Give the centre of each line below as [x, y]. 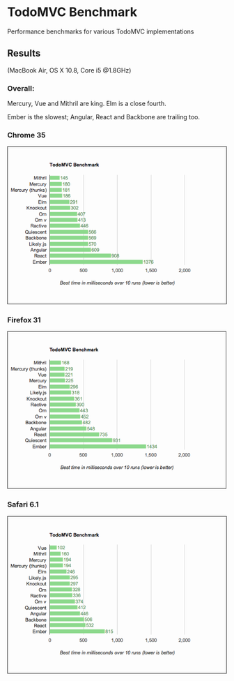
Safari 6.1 [23, 504]
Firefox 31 [24, 320]
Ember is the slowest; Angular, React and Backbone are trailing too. [104, 117]
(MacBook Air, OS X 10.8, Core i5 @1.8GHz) [69, 70]
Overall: [21, 88]
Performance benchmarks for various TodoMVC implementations [101, 31]
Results [24, 53]
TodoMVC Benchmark [72, 12]
